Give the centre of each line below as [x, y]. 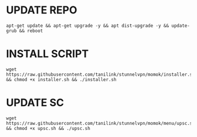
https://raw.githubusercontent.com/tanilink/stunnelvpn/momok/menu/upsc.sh [101, 123]
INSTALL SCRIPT [47, 54]
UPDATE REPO [42, 10]
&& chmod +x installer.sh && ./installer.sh [61, 79]
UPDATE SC [35, 103]
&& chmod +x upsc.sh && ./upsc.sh [48, 128]
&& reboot [31, 31]
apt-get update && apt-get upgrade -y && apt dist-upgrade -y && [87, 26]
